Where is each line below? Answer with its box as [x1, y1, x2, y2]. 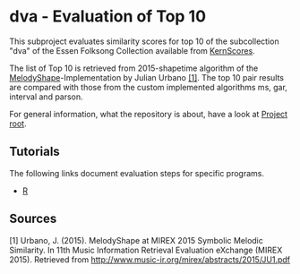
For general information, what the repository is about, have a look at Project [9, 108, 288, 119]
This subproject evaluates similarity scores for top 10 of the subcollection [9, 36, 279, 47]
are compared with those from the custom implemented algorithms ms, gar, [9, 81, 288, 92]
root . [9, 118, 27, 129]
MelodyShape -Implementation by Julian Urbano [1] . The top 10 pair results [9, 72, 285, 82]
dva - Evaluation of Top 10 [9, 6, 207, 27]
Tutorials [9, 144, 60, 159]
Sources [9, 211, 57, 227]
